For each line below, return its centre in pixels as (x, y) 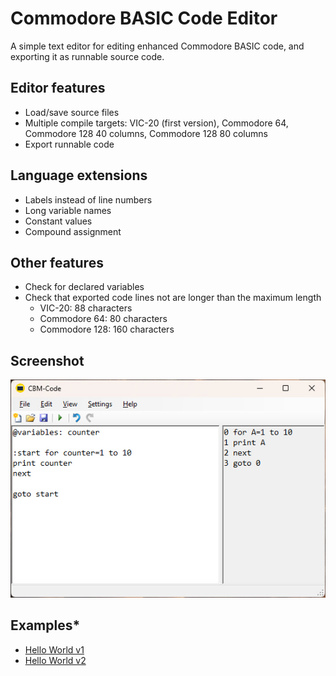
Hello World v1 (54, 649)
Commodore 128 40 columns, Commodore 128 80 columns (146, 133)
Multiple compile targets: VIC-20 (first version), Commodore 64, (156, 123)
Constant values (58, 221)
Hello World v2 (55, 660)
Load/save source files (72, 112)
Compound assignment (73, 231)
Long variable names (68, 210)
